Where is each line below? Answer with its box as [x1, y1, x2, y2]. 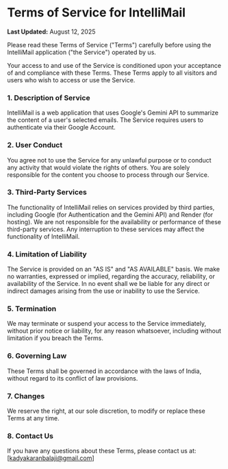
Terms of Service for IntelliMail [7, 5, 186, 21]
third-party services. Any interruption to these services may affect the [7, 225, 205, 233]
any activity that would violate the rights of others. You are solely [7, 163, 190, 171]
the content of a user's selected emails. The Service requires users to [7, 116, 204, 124]
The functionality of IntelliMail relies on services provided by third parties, [7, 203, 215, 211]
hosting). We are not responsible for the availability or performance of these [7, 217, 221, 226]
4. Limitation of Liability [7, 249, 87, 258]
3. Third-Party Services [7, 187, 87, 197]
